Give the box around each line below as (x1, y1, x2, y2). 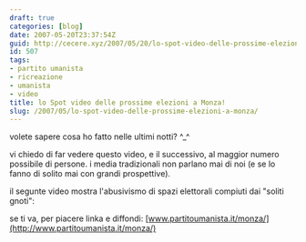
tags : (9, 55, 30, 65)
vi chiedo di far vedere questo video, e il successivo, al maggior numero (9, 149, 280, 160)
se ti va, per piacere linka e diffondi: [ (9, 213, 148, 224)
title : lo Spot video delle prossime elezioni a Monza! (9, 97, 226, 107)
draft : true (9, 13, 55, 23)
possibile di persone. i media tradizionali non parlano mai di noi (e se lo (9, 158, 276, 169)
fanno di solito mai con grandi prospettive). (9, 168, 171, 179)
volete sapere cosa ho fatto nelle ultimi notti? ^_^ (9, 131, 190, 142)
